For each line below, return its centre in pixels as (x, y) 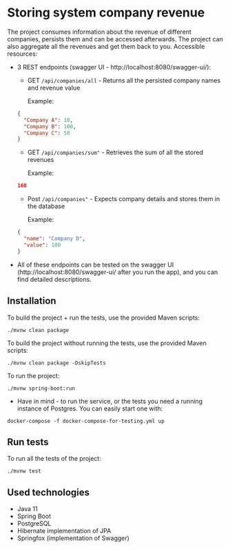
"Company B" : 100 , (50, 126)
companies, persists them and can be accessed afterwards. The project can (115, 39)
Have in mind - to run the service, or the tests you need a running (110, 401)
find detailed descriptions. (54, 279)
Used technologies (49, 492)
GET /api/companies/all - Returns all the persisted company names (124, 80)
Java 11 (27, 509)
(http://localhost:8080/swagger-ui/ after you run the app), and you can (117, 272)
